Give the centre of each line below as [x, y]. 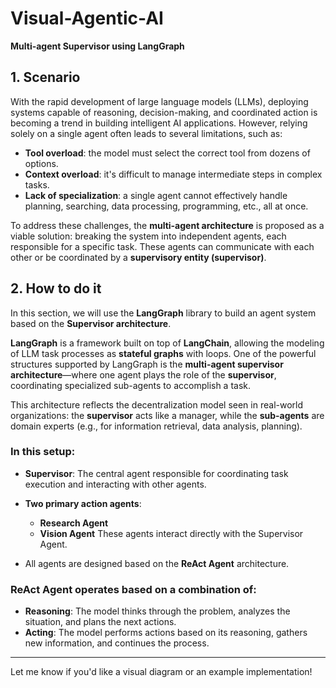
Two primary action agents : [83, 503]
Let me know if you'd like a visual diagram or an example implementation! [161, 672]
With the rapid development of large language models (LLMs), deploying [159, 101]
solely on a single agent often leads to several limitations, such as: [146, 133]
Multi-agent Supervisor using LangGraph [97, 46]
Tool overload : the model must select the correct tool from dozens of [167, 153]
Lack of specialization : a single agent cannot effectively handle [156, 195]
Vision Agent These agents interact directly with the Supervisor [171, 533]
